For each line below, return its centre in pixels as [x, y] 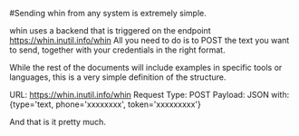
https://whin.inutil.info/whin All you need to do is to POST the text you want [149, 40]
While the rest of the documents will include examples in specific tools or [146, 68]
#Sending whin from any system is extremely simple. [108, 13]
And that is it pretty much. [58, 122]
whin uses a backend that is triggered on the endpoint [110, 30]
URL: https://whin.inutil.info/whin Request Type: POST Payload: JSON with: [149, 95]
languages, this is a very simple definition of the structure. [118, 77]
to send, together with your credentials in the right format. [117, 50]
